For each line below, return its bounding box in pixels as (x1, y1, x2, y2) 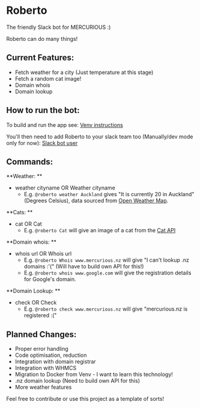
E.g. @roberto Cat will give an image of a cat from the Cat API (23, 227, 176, 234)
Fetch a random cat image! (14, 75, 82, 82)
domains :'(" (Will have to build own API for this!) (23, 263, 144, 270)
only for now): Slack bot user (6, 139, 78, 146)
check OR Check (14, 299, 57, 306)
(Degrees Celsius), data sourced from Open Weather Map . (23, 197, 169, 205)
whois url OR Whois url (14, 250, 72, 258)
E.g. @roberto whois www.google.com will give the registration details (23, 269, 192, 277)
